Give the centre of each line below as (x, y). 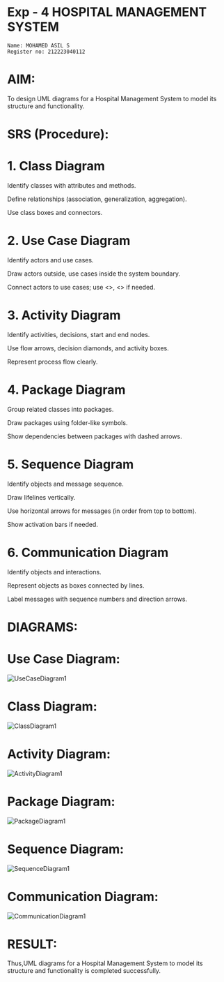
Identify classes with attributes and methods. (72, 185)
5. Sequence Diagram (71, 464)
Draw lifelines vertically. (41, 497)
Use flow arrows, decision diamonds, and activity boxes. (88, 348)
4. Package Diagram (66, 390)
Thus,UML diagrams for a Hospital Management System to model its (105, 963)
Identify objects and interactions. (55, 572)
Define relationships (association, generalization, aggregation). (97, 199)
